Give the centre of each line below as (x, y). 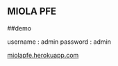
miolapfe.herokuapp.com (43, 55)
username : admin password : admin (59, 42)
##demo (19, 28)
